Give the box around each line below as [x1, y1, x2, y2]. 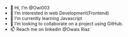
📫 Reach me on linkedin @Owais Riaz [10, 26, 90, 32]
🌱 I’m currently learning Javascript [10, 15, 82, 21]
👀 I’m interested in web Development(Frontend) [10, 10, 109, 16]
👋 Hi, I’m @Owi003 [10, 5, 50, 10]
